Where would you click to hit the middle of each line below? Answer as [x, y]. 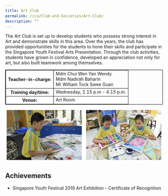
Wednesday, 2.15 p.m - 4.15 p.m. [91, 92]
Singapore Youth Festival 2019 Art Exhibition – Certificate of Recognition [87, 188]
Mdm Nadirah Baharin [78, 79]
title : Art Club [22, 11]
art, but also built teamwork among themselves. [54, 63]
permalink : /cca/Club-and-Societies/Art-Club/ [54, 16]
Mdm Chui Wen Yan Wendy [84, 74]
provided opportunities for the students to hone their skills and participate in [83, 47]
